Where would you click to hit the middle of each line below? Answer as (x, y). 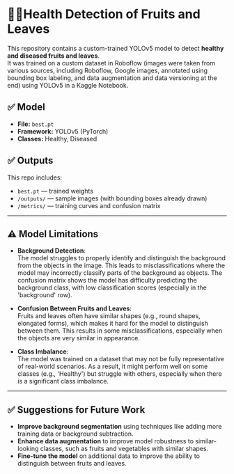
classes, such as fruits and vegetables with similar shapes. (124, 449)
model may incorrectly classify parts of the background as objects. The (120, 273)
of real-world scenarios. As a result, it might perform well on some (112, 366)
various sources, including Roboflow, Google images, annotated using (107, 70)
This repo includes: (35, 177)
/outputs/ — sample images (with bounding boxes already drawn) (112, 198)
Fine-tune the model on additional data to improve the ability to (109, 456)
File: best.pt (36, 124)
